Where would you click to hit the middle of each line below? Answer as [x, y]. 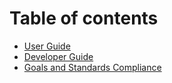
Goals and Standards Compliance [92, 67]
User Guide [47, 46]
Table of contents [84, 18]
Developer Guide [58, 56]
